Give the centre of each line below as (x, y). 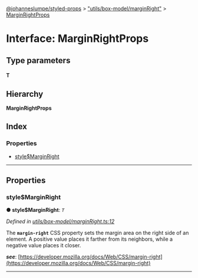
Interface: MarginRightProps (77, 39)
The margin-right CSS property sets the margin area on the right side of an (98, 233)
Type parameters (38, 60)
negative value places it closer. (44, 246)
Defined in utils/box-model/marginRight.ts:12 (60, 221)
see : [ (13, 257)
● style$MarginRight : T (35, 210)
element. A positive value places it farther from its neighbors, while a (89, 239)
